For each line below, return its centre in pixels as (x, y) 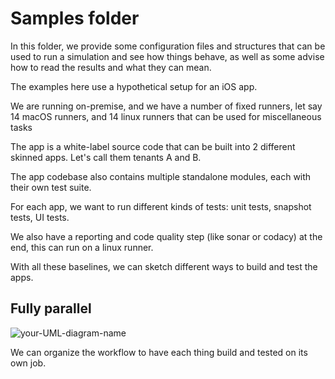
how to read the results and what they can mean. (111, 67)
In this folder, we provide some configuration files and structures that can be (168, 46)
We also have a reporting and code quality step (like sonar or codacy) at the (166, 236)
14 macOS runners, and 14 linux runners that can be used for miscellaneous (166, 116)
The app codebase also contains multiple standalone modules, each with (161, 176)
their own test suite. (51, 187)
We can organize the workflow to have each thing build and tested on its (159, 352)
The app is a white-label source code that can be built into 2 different (153, 146)
